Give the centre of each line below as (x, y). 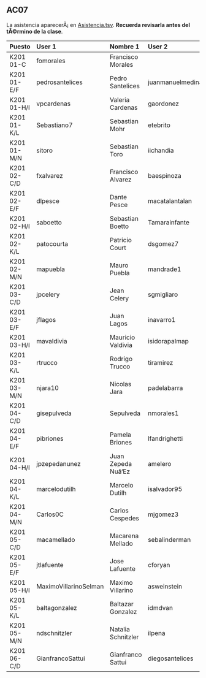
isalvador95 (165, 489)
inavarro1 (162, 319)
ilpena (157, 633)
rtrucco (47, 362)
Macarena (124, 536)
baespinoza (165, 175)
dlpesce (48, 200)
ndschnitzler (54, 633)
